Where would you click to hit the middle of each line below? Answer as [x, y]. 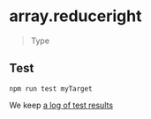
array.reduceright [75, 16]
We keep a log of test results [61, 105]
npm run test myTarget [51, 89]
